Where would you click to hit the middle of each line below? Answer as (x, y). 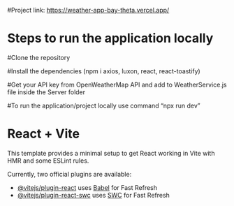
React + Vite (44, 134)
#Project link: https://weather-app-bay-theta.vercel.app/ (88, 10)
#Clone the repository (39, 57)
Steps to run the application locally (110, 38)
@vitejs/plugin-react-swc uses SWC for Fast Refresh (93, 195)
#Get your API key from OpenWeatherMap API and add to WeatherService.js (117, 84)
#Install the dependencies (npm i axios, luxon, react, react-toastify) (104, 71)
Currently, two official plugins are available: (70, 174)
